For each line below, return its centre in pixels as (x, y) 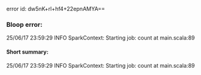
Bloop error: (24, 24)
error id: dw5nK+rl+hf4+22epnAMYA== (56, 9)
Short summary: (27, 52)
